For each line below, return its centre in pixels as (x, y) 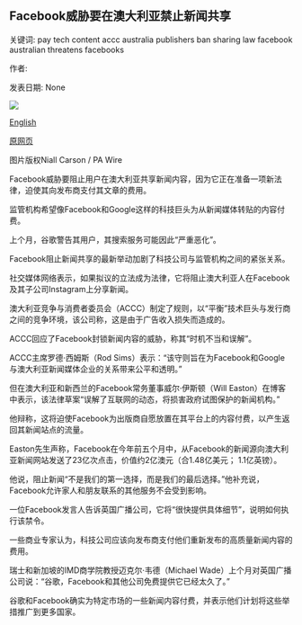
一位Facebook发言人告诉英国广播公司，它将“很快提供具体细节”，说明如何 (145, 509)
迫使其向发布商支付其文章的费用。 (88, 190)
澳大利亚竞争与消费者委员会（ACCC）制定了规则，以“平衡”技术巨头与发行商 (150, 308)
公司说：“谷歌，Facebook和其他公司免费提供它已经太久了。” (120, 581)
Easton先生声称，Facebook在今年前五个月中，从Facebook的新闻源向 (137, 449)
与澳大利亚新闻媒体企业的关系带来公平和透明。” (96, 369)
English (23, 122)
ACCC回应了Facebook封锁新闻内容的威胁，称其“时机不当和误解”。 (133, 338)
